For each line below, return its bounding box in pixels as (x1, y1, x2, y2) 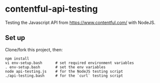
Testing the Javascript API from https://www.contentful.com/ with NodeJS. (5, 20, 156, 25)
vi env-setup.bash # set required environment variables (5, 60, 134, 65)
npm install (5, 56, 29, 61)
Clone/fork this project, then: (5, 46, 63, 52)
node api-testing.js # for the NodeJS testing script (5, 69, 123, 74)
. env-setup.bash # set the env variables (5, 64, 106, 69)
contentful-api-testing (5, 3, 98, 15)
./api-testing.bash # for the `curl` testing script (5, 73, 123, 78)
